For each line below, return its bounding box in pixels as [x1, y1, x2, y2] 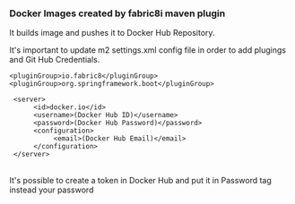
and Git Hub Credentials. [9, 55, 100, 65]
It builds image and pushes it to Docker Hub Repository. [9, 28, 215, 38]
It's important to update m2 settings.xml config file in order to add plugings [9, 45, 287, 55]
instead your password [9, 184, 94, 195]
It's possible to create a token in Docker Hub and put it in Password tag [9, 175, 272, 186]
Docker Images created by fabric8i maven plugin [9, 7, 226, 20]
